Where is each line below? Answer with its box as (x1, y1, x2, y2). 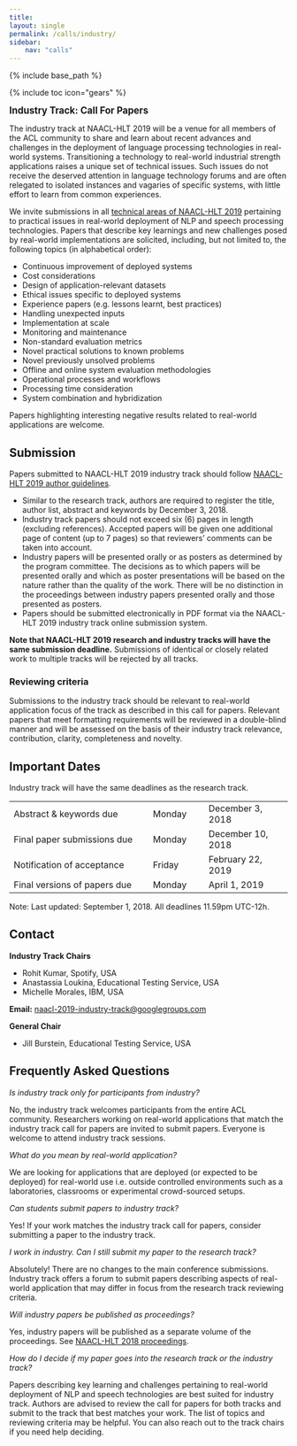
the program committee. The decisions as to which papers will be (21, 561, 261, 571)
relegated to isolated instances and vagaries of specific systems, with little (9, 180, 281, 190)
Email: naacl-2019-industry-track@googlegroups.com (9, 1003, 207, 1014)
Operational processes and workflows (21, 374, 161, 385)
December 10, (208, 828, 269, 840)
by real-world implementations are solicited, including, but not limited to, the (9, 235, 287, 245)
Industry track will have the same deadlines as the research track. (9, 783, 249, 793)
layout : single (9, 21, 65, 30)
